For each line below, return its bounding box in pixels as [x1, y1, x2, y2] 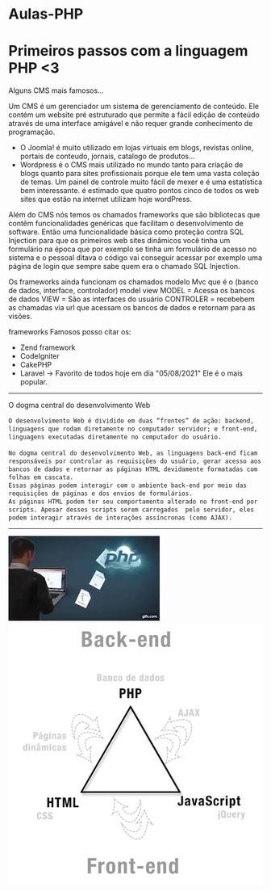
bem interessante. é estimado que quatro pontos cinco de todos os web [19, 186, 260, 195]
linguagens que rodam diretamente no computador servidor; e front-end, [8, 425, 258, 433]
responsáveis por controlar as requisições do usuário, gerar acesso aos [8, 457, 262, 465]
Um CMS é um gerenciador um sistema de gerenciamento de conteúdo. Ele [8, 102, 260, 111]
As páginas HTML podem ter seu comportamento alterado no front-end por [8, 498, 258, 506]
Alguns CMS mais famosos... [8, 86, 104, 95]
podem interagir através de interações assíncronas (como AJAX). [8, 514, 232, 522]
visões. [8, 312, 32, 322]
